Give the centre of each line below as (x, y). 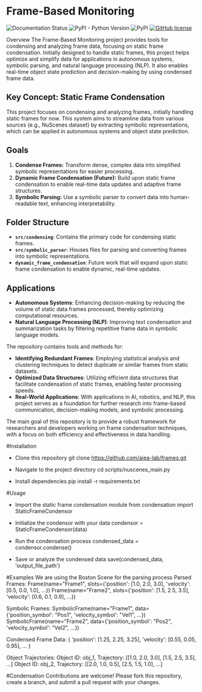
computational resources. (47, 315)
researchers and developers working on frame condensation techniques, (97, 428)
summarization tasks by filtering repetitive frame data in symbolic (96, 329)
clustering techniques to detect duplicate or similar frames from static (102, 365)
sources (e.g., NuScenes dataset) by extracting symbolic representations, (98, 125)
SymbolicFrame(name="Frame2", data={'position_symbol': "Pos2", (89, 621)
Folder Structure (38, 222)
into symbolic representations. (52, 256)
